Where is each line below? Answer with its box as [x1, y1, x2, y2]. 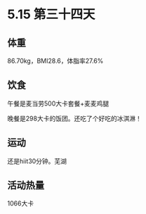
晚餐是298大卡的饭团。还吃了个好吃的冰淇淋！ [7, 114, 142, 122]
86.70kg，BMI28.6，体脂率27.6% [7, 57, 104, 65]
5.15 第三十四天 [7, 6, 95, 23]
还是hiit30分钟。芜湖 [7, 156, 67, 165]
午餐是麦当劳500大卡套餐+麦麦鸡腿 [7, 99, 109, 108]
